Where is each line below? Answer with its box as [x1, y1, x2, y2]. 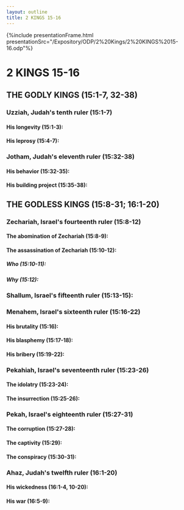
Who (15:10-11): [6, 260, 46, 268]
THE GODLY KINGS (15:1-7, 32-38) [6, 90, 138, 101]
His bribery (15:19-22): [6, 350, 65, 357]
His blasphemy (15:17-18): [6, 337, 73, 344]
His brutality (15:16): [6, 323, 59, 330]
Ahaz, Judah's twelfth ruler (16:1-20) [6, 468, 118, 476]
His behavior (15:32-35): [6, 167, 70, 174]
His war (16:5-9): [6, 497, 50, 505]
